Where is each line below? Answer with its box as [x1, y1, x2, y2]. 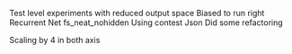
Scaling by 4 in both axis [9, 35, 101, 45]
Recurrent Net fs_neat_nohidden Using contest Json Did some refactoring [9, 17, 283, 28]
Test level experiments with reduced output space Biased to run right [9, 8, 265, 18]
